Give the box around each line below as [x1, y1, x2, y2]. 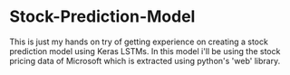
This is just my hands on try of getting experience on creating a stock [9, 36, 269, 47]
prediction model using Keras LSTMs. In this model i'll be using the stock [9, 45, 281, 56]
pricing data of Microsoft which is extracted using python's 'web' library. [9, 55, 281, 66]
